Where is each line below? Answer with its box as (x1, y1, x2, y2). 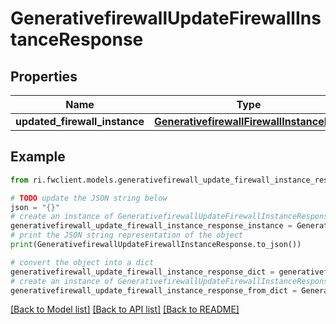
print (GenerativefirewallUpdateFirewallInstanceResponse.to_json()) (10, 240, 302, 250)
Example (10, 148, 66, 166)
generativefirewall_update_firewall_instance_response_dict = (10, 267, 275, 277)
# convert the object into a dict (10, 257, 155, 267)
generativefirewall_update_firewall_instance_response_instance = (10, 221, 293, 231)
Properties (10, 68, 78, 85)
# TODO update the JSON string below (10, 193, 168, 203)
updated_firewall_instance (15, 115, 145, 128)
